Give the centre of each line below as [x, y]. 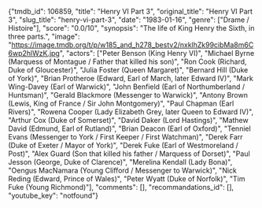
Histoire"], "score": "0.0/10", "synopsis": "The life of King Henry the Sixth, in [131, 28]
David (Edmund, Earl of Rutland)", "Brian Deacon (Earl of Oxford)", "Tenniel [130, 128]
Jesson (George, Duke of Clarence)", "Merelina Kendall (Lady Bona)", [120, 162]
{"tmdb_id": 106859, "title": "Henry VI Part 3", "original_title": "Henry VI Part [131, 11]
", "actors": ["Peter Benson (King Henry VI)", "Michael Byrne [157, 53]
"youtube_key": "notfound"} [54, 195]
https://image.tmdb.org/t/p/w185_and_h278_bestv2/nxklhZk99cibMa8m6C [133, 45]
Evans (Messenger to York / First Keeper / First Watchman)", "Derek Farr [125, 137]
